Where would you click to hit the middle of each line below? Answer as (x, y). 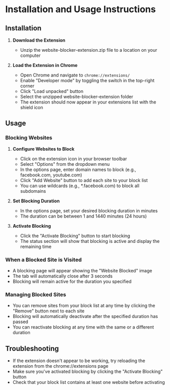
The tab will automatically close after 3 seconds (62, 276)
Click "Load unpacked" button (52, 91)
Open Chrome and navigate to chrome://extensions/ (75, 75)
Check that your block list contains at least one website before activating (89, 382)
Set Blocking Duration (36, 201)
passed (20, 322)
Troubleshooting (32, 348)
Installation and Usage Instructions (81, 9)
